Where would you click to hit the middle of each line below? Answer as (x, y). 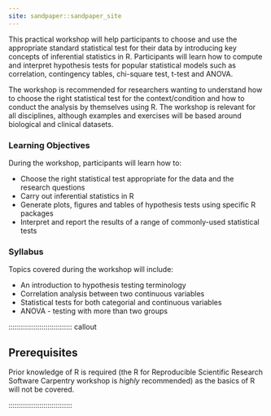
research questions (52, 187)
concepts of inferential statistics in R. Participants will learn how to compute (135, 56)
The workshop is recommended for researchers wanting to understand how (135, 90)
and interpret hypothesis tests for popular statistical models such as (122, 65)
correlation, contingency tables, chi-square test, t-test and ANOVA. (121, 73)
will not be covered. (42, 390)
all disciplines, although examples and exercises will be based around (125, 116)
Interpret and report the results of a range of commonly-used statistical (140, 221)
